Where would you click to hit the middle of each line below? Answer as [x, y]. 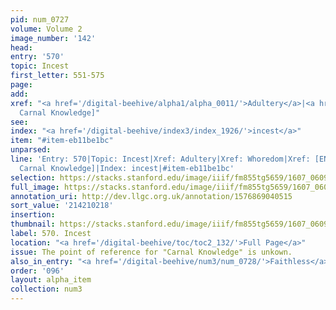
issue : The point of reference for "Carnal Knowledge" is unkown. [151, 252]
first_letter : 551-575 [57, 76]
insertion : [33, 215]
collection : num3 [46, 289]
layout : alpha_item [51, 280]
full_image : [35, 187]
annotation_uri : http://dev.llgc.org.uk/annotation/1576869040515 [151, 196]
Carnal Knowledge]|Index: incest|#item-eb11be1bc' [127, 168]
